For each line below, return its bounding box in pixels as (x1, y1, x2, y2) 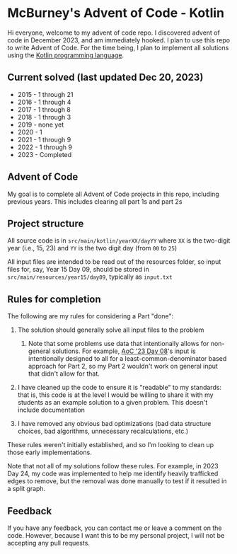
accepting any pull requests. (7, 539, 91, 547)
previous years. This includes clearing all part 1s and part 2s (7, 197, 183, 206)
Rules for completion (7, 293, 101, 305)
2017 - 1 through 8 (17, 105, 71, 114)
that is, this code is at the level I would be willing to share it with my (17, 391, 214, 399)
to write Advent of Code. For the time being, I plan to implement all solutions (7, 43, 229, 52)
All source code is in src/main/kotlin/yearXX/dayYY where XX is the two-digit (7, 236, 231, 245)
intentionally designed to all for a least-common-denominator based (28, 354, 227, 363)
